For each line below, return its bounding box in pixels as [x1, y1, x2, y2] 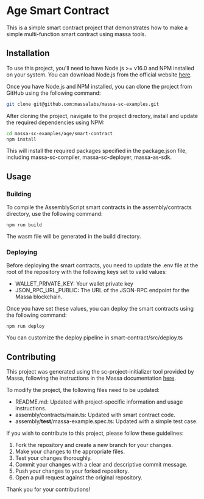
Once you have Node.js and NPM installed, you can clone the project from [6, 83, 192, 90]
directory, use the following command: [6, 210, 103, 218]
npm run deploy [6, 323, 45, 330]
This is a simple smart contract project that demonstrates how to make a [6, 24, 188, 31]
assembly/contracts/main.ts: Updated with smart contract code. [15, 411, 175, 419]
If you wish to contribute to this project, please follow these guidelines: [6, 429, 184, 437]
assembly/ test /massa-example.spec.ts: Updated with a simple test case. [15, 418, 198, 425]
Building [6, 190, 32, 198]
